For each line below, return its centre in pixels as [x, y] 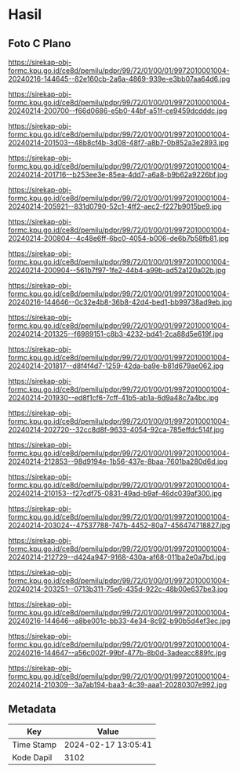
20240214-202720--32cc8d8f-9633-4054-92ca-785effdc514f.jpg [116, 430]
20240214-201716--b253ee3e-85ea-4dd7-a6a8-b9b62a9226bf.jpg [118, 175]
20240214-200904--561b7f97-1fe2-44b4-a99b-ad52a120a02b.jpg [117, 270]
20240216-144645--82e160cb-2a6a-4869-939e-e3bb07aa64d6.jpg [119, 79]
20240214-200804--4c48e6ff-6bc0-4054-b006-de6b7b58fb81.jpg [118, 238]
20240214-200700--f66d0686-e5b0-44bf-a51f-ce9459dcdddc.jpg [118, 111]
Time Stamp [35, 745]
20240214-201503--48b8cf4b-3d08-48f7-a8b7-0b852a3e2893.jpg [118, 142]
